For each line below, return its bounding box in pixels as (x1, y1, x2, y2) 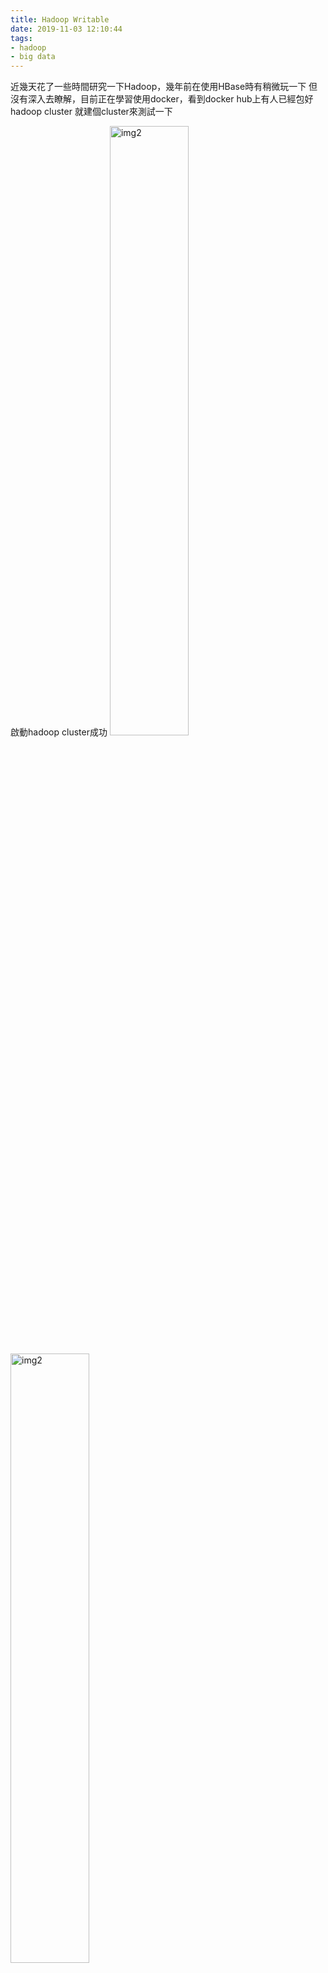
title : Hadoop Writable (10, 14, 110, 25)
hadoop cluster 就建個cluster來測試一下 (10, 106, 173, 118)
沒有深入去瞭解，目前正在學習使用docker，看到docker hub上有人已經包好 (10, 93, 314, 105)
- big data (10, 52, 56, 62)
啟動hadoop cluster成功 (10, 726, 108, 738)
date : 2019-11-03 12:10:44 (10, 24, 123, 34)
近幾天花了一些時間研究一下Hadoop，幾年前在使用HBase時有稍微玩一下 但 (10, 81, 318, 93)
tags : (10, 33, 33, 43)
